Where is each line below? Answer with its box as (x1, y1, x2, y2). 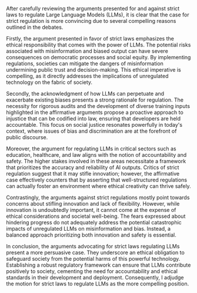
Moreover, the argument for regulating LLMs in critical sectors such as (6, 145, 176, 152)
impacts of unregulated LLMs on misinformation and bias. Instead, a (6, 225, 171, 232)
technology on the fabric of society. (6, 79, 93, 86)
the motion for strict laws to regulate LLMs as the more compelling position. (6, 280, 189, 287)
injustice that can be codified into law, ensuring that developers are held (6, 115, 181, 122)
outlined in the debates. (6, 23, 64, 31)
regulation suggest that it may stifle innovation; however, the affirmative (6, 170, 180, 177)
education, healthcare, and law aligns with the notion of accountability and (6, 151, 187, 158)
